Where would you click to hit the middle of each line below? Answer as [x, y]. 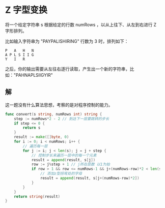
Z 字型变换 [26, 10]
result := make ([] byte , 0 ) [41, 137]
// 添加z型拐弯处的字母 [61, 174]
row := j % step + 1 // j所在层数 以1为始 [71, 164]
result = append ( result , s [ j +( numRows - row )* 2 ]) [90, 178]
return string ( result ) [37, 196]
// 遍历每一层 [35, 146]
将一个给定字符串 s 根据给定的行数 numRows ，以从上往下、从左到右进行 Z [81, 25]
